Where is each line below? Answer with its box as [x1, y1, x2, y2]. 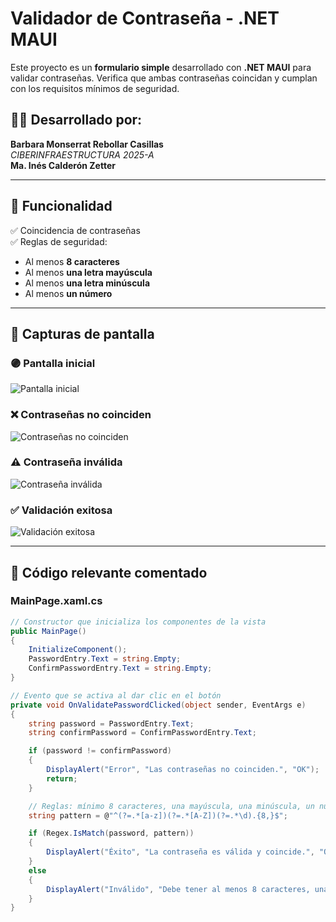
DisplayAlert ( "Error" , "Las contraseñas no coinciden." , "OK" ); [46, 765, 320, 775]
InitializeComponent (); [28, 645, 128, 655]
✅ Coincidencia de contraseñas [10, 224, 141, 236]
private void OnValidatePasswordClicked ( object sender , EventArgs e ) [10, 700, 307, 710]
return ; [46, 773, 78, 784]
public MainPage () [10, 626, 87, 636]
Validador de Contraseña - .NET [10, 7, 280, 30]
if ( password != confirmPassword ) [28, 746, 172, 756]
